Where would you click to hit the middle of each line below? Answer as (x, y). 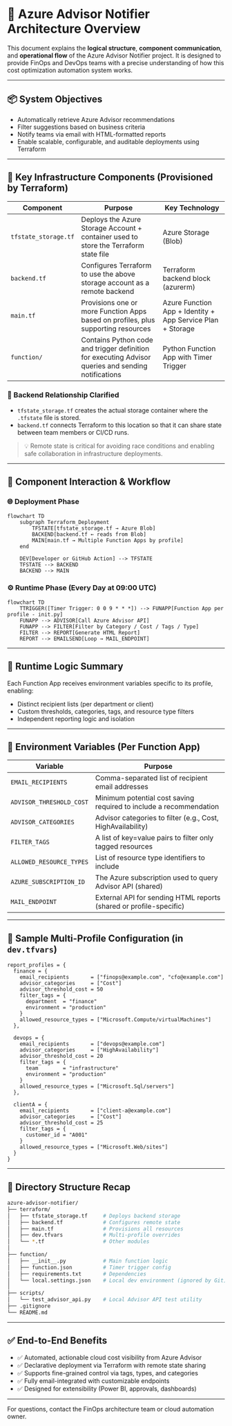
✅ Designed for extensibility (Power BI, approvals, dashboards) (107, 1389)
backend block (186, 278)
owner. (17, 1416)
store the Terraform (113, 245)
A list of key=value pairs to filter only (155, 838)
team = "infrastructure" (72, 1068)
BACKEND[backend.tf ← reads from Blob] (89, 534)
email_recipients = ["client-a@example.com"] (95, 1111)
